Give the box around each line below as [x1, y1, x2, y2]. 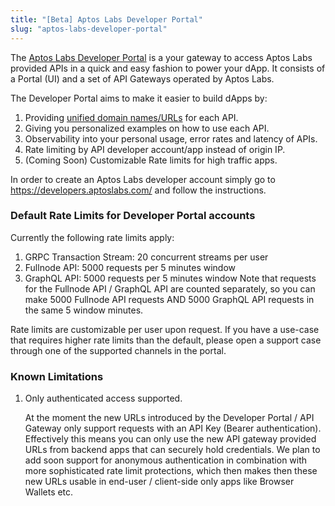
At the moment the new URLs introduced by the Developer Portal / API [24, 412, 315, 424]
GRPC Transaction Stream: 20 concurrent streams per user [24, 251, 269, 263]
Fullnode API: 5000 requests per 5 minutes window [24, 261, 237, 273]
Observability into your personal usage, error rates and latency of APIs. [24, 132, 318, 145]
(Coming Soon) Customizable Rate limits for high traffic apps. [24, 154, 278, 166]
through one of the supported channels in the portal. [10, 344, 227, 356]
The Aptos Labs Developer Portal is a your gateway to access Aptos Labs [10, 51, 313, 63]
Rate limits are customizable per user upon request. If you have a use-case [10, 323, 320, 335]
